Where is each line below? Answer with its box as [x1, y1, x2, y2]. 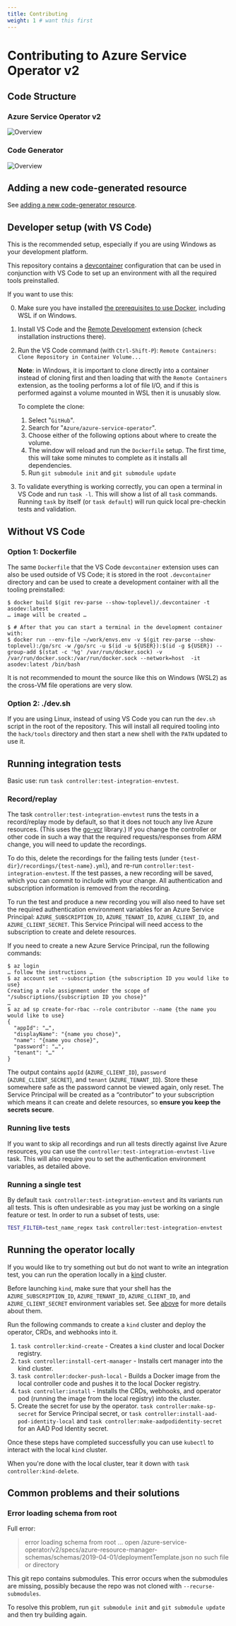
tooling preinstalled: [7, 585, 65, 594]
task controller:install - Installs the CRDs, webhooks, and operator [17, 1386, 221, 1395]
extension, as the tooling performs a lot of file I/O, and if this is [17, 381, 199, 390]
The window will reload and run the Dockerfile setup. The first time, [28, 446, 226, 455]
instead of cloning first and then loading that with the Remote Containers [17, 374, 228, 382]
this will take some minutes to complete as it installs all [28, 454, 187, 462]
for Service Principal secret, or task [38, 1409, 142, 1417]
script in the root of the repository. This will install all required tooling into [7, 722, 220, 731]
